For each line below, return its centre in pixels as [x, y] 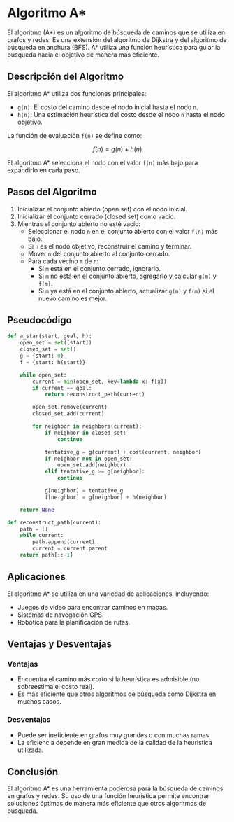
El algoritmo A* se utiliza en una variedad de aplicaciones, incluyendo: [108, 594]
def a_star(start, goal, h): [50, 336]
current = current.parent [70, 549]
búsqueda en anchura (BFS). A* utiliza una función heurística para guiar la [114, 47]
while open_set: [44, 375]
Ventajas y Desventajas [60, 645]
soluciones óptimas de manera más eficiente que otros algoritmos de [107, 804]
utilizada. [30, 750]
